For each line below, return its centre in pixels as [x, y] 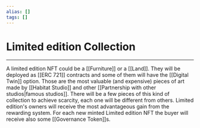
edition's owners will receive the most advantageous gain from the [88, 107]
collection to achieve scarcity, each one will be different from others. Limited [100, 100]
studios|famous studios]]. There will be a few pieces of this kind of [88, 94]
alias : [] [18, 12]
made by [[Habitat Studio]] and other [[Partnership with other [81, 88]
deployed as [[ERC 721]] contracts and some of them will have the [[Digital [97, 75]
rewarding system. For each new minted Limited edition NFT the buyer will [97, 113]
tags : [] [17, 17]
